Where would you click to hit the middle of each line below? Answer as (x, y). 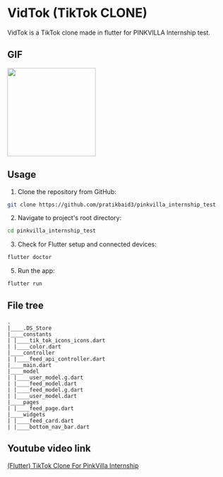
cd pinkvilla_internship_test (52, 231)
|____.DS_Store (30, 328)
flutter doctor (30, 258)
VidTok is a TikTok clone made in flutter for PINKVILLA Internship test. (109, 32)
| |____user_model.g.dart (45, 378)
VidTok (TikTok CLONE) (77, 13)
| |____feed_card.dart (41, 421)
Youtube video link (49, 448)
